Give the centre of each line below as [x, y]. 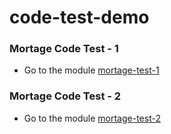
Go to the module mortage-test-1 [91, 70]
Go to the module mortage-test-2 [92, 118]
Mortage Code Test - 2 [65, 96]
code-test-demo [79, 17]
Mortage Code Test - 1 [64, 49]
